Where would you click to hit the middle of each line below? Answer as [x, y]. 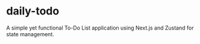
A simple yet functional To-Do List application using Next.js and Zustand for [100, 28]
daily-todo [33, 11]
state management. [30, 34]
